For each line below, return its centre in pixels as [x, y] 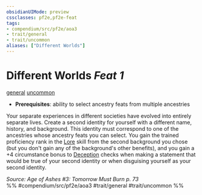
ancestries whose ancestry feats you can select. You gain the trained [93, 135]
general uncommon [31, 92]
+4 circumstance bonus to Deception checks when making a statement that [101, 154]
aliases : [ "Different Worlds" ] [46, 46]
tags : [13, 23]
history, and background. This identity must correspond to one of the [93, 128]
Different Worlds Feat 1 [65, 76]
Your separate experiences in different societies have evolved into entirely [99, 116]
